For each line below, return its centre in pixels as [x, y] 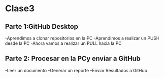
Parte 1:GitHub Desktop [42, 27]
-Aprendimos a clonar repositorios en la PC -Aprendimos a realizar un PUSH [82, 38]
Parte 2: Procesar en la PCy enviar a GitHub [73, 59]
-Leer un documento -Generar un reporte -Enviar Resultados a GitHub [76, 70]
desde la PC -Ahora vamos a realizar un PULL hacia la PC [63, 43]
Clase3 [20, 9]
